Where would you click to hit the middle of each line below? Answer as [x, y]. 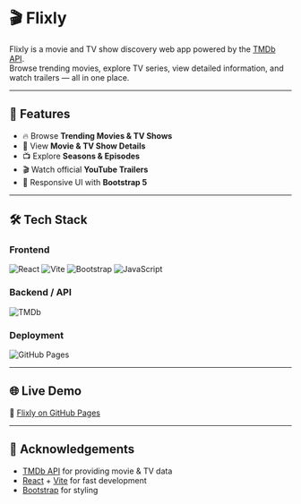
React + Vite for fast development [85, 480]
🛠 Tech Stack [48, 220]
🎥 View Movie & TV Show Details [84, 146]
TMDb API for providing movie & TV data [97, 471]
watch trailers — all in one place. [69, 77]
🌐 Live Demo [46, 391]
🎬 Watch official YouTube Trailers [85, 169]
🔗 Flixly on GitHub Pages [55, 413]
